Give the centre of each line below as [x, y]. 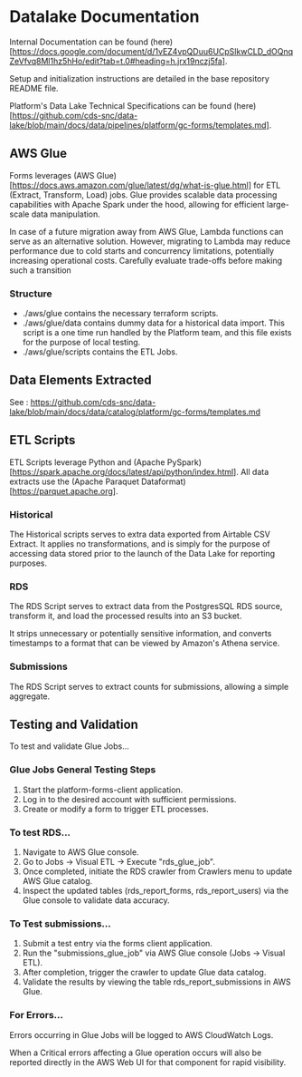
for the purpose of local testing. [81, 343]
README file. [34, 88]
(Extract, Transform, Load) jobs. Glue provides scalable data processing [143, 194]
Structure [31, 294]
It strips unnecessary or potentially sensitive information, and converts [141, 634]
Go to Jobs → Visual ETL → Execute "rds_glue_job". [118, 861]
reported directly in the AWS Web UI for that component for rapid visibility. [148, 1062]
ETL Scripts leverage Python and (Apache [87, 462]
